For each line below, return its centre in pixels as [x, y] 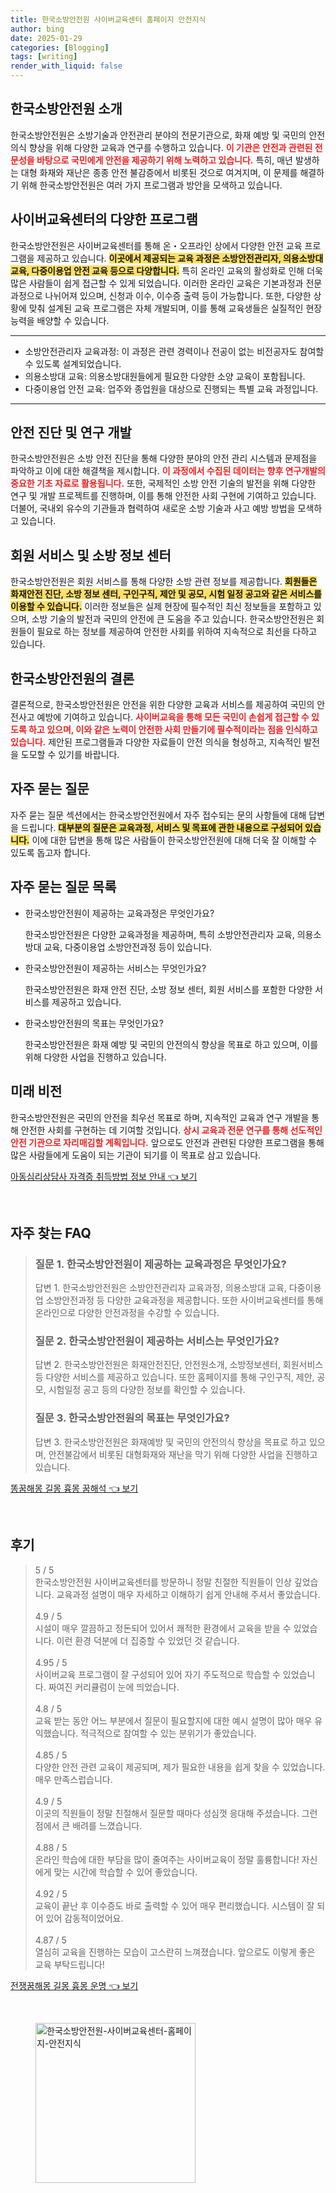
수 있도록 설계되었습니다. [73, 363]
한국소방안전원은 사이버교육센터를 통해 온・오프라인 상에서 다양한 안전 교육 [156, 245]
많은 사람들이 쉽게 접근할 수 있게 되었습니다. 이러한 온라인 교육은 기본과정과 [157, 283]
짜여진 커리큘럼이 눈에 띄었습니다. [114, 1687]
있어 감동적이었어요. [84, 1918]
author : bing [37, 29]
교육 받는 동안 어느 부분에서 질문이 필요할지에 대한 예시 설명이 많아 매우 [173, 1720]
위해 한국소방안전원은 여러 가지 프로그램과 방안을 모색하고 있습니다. [151, 185]
